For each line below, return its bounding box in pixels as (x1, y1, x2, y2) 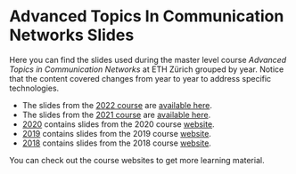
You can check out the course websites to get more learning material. (9, 154, 265, 165)
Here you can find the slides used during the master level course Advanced (9, 54, 287, 65)
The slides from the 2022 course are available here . (21, 99, 212, 110)
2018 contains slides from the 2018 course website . (21, 138, 212, 148)
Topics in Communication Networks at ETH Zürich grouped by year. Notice (9, 64, 284, 75)
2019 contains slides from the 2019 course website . (21, 128, 212, 138)
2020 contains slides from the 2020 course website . (21, 118, 216, 130)
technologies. (9, 83, 60, 93)
